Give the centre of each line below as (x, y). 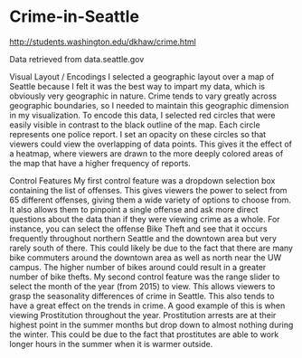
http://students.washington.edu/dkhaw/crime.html (103, 42)
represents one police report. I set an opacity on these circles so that (138, 134)
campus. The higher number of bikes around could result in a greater (138, 267)
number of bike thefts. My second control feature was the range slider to (145, 277)
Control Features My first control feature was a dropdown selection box (142, 180)
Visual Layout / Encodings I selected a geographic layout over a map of (142, 76)
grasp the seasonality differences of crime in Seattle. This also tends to (142, 296)
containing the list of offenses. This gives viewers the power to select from (148, 190)
